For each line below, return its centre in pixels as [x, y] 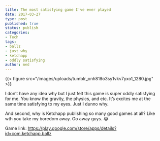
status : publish [22, 28]
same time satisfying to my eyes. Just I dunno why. [57, 104]
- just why [16, 51]
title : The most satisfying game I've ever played [58, 10]
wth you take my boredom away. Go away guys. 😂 [57, 119]
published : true [22, 23]
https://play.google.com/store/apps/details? [72, 128]
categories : [17, 33]
